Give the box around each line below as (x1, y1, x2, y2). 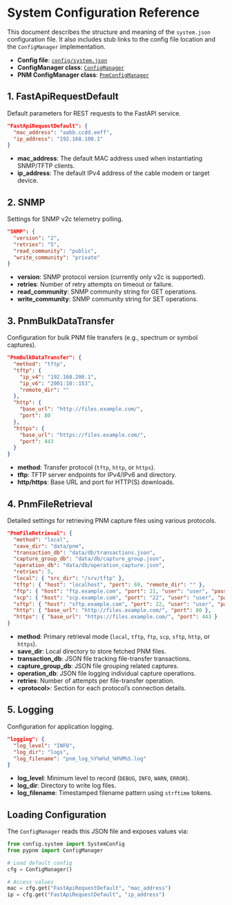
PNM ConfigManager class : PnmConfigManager (17, 71, 150, 79)
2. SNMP (7, 196, 46, 208)
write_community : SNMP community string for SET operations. (17, 295, 198, 303)
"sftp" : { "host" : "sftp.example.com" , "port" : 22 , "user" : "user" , (13, 600, 215, 607)
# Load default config (7, 859, 72, 866)
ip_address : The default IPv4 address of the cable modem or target (17, 169, 210, 177)
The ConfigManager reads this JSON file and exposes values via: (7, 827, 188, 836)
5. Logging (7, 704, 54, 716)
